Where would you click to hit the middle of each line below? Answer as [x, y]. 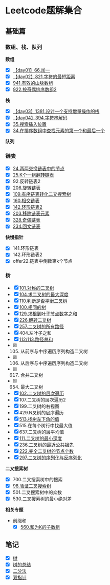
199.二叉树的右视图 [39, 406]
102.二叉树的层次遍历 [41, 393]
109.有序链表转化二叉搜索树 [42, 194]
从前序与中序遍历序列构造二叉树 [54, 351]
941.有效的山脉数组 [33, 83]
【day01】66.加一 [31, 70]
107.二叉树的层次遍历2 [42, 399]
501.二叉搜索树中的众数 [37, 492]
